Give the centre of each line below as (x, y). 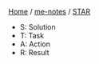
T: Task (32, 36)
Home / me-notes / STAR (49, 12)
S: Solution (38, 27)
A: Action (35, 44)
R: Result (34, 52)
